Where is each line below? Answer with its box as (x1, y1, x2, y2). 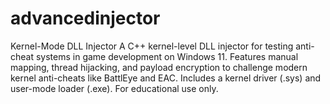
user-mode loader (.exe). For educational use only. (10, 82, 219, 94)
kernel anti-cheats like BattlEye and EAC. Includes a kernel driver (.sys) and (10, 72, 322, 84)
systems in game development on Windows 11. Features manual (35, 50, 299, 62)
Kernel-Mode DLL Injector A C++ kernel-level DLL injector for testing (10, 40, 294, 52)
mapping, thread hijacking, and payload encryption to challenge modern (10, 61, 308, 73)
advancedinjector (10, 7, 161, 30)
